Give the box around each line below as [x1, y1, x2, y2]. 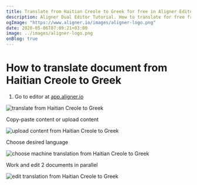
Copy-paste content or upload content [6, 116, 99, 123]
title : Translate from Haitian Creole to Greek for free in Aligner [6, 8, 177, 15]
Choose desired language [6, 139, 69, 146]
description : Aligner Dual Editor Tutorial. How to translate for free [6, 14, 185, 20]
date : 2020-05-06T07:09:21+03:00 [6, 25, 88, 31]
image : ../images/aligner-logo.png [6, 31, 93, 36]
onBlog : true [6, 36, 38, 42]
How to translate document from [6, 61, 168, 75]
